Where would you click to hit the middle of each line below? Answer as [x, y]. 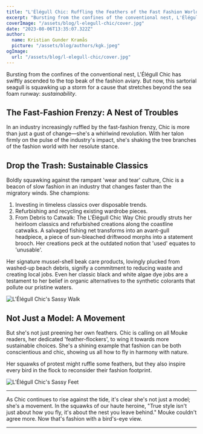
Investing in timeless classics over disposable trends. [81, 205]
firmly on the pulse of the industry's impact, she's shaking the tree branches [101, 140]
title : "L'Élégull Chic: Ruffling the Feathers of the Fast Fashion [94, 12]
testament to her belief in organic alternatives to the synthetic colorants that [101, 281]
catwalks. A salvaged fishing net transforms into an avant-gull [92, 230]
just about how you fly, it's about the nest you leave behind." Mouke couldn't [101, 412]
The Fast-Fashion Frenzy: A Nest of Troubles [92, 113]
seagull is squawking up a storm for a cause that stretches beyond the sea [99, 87]
